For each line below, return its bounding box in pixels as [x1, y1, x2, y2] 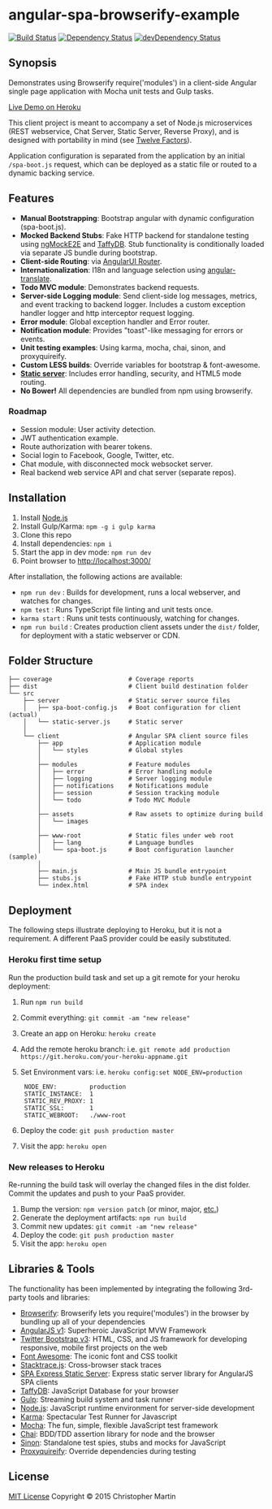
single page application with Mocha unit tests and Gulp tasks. [8, 86, 214, 96]
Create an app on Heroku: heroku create [19, 1028, 157, 1038]
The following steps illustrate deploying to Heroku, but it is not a [8, 925, 222, 935]
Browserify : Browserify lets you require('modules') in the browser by [19, 1308, 249, 1317]
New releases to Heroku [8, 1161, 106, 1173]
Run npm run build [19, 997, 84, 1006]
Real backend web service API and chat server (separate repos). [19, 467, 237, 477]
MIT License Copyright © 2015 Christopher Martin [8, 1491, 176, 1501]
